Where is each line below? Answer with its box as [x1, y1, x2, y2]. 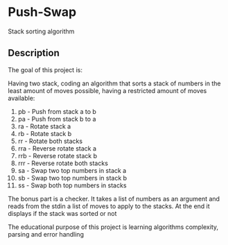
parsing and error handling [8, 230, 84, 238]
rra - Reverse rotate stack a [17, 144, 96, 153]
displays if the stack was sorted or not [8, 209, 117, 217]
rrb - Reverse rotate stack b [17, 151, 98, 160]
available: [8, 94, 35, 102]
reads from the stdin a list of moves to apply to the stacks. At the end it [8, 202, 210, 210]
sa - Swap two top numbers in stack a [17, 166, 127, 174]
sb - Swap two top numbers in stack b [17, 174, 128, 182]
